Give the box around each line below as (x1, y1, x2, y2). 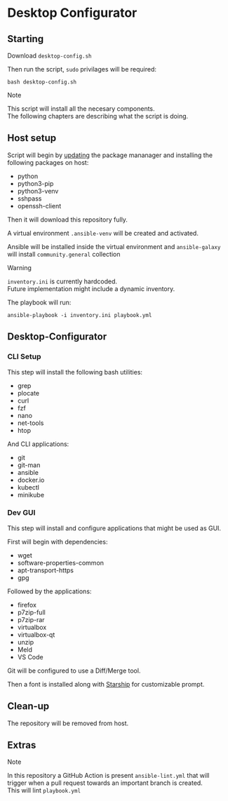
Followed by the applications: (7, 587, 92, 595)
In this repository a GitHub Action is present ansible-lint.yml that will (7, 772, 210, 780)
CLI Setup (7, 352, 41, 362)
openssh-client (17, 201, 62, 210)
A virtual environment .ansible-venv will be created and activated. (7, 229, 199, 237)
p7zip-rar (17, 615, 45, 624)
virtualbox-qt (17, 630, 55, 639)
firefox (17, 600, 37, 609)
